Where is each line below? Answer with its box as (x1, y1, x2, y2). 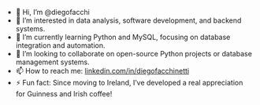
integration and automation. (15, 41, 106, 50)
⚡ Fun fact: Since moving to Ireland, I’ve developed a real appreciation (15, 78, 243, 87)
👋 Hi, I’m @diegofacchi (15, 8, 91, 16)
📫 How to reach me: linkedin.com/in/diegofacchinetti (15, 67, 190, 75)
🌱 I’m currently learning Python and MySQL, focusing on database (15, 32, 231, 42)
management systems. (15, 57, 90, 67)
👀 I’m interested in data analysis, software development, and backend (15, 16, 242, 25)
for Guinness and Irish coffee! (15, 89, 113, 98)
